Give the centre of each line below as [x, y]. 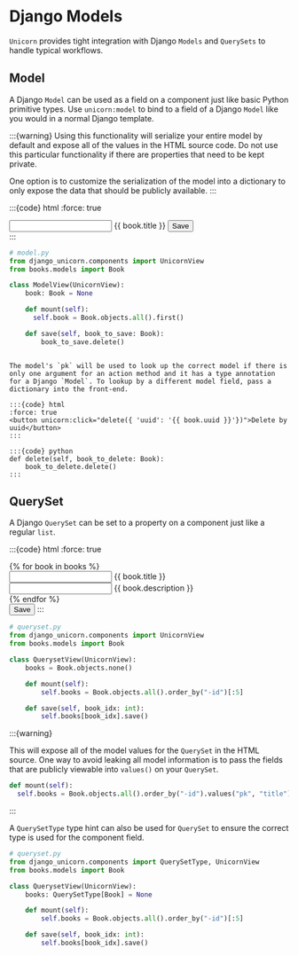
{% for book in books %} [55, 567]
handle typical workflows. [56, 50]
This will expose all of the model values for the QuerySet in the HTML [134, 750]
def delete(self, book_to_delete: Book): [87, 458]
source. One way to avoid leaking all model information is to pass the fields [146, 760]
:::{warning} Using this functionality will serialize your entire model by [136, 136]
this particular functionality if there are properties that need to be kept [137, 154]
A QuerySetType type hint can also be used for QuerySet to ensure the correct [149, 828]
